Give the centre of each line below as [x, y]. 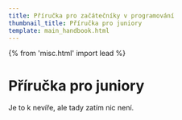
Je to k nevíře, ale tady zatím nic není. [71, 108]
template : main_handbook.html [59, 30]
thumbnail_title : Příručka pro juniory [75, 23]
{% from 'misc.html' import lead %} [67, 54]
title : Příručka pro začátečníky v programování [91, 16]
